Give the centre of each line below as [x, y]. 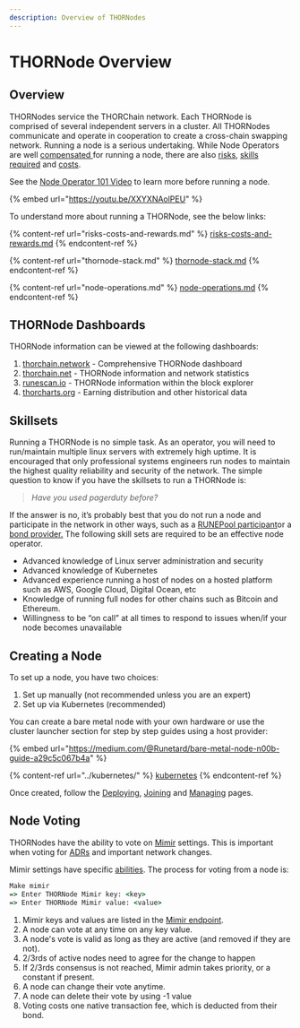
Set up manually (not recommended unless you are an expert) [137, 695]
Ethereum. [41, 609]
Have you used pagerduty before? [94, 497]
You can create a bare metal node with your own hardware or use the [137, 721]
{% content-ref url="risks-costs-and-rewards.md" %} [109, 233]
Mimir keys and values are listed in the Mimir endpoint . [123, 920]
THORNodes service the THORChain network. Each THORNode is [131, 117]
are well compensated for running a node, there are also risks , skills [134, 154]
